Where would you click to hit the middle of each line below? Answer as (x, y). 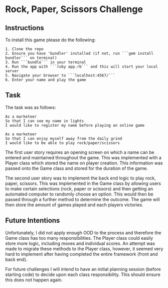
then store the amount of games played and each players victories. (74, 205)
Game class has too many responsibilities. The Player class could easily (79, 238)
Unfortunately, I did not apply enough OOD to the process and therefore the (83, 233)
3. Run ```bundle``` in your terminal (46, 62)
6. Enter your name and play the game (46, 80)
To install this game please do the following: (51, 40)
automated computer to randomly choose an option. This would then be (79, 194)
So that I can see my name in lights (45, 121)
